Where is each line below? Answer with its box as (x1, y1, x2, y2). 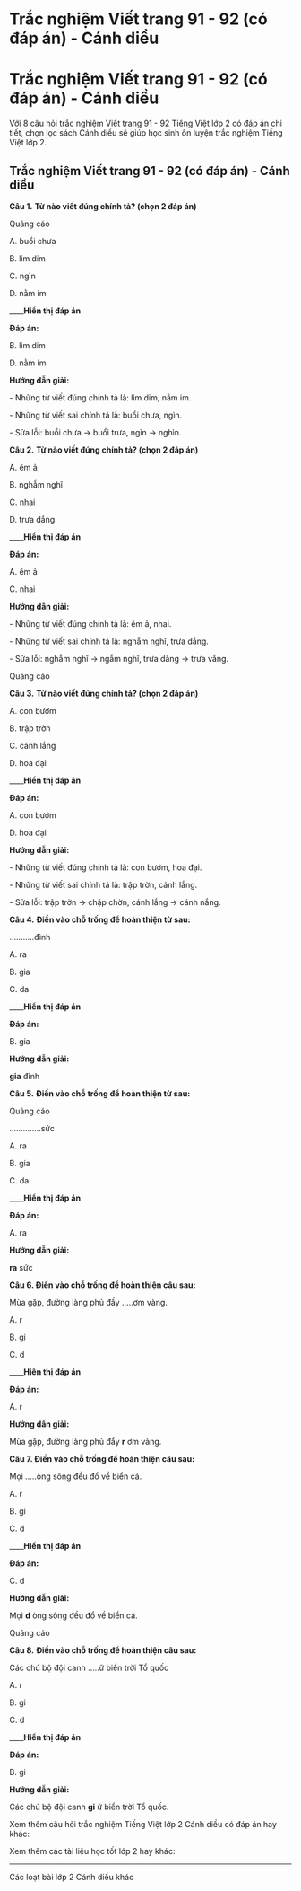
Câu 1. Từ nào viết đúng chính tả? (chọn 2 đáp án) (9, 200, 197, 211)
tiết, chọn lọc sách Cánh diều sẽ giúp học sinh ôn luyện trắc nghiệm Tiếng (9, 128, 284, 138)
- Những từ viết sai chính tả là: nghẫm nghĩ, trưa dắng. (9, 636, 209, 646)
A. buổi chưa (9, 235, 56, 246)
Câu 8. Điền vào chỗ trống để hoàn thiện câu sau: (9, 1644, 197, 1656)
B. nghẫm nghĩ (9, 479, 63, 489)
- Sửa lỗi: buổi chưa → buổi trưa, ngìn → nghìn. (9, 427, 182, 437)
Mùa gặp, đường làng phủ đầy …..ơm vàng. (9, 1297, 168, 1307)
